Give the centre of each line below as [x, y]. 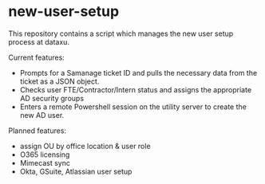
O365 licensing [45, 155]
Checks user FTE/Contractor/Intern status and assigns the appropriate [136, 89]
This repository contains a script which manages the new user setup [121, 33]
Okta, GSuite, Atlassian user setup [76, 171]
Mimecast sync [45, 162]
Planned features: [37, 131]
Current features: [37, 57]
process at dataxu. [39, 41]
